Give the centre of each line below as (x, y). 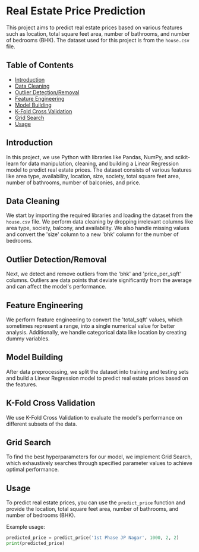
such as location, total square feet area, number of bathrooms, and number (98, 33)
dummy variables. (28, 339)
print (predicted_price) (36, 544)
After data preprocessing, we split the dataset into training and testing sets (97, 371)
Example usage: (26, 527)
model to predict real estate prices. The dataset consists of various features (99, 170)
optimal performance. (33, 470)
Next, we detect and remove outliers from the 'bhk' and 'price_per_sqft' (94, 274)
